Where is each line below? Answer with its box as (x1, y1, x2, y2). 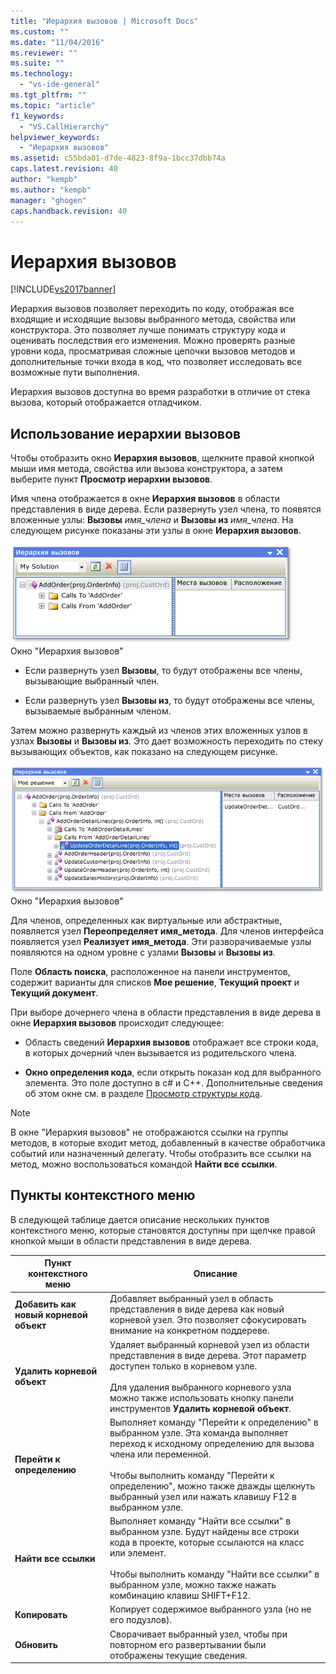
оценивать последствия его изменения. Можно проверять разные (10, 335, 296, 347)
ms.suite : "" (10, 58, 65, 69)
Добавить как (14, 1298, 77, 1310)
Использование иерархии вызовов (10, 425, 242, 442)
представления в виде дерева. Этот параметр (109, 1349, 307, 1361)
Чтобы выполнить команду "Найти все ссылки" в (109, 1568, 320, 1580)
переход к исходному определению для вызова (109, 1437, 315, 1449)
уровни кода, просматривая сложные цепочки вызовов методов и (10, 345, 296, 357)
